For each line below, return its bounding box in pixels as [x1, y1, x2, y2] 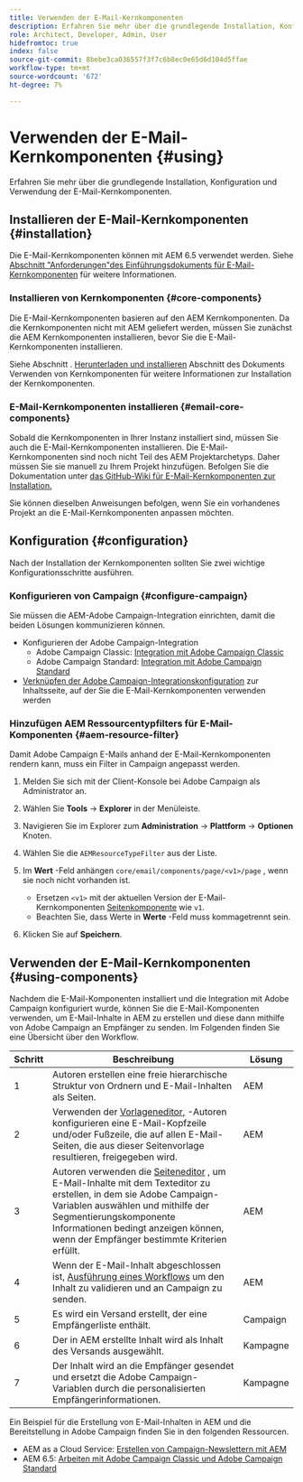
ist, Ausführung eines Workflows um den [52, 1271, 225, 1283]
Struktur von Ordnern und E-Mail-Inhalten [52, 1080, 233, 1093]
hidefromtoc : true [9, 38, 78, 48]
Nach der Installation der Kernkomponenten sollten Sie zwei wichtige [9, 557, 266, 568]
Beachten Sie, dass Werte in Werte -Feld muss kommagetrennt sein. [35, 911, 291, 922]
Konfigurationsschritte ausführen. [9, 566, 134, 578]
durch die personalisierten [94, 1383, 206, 1395]
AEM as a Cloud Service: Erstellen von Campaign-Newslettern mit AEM [22, 1444, 287, 1455]
